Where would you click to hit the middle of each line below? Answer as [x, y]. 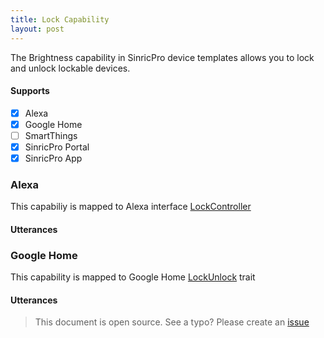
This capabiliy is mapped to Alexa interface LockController [131, 207]
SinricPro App [53, 158]
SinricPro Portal [57, 147]
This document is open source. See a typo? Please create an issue [172, 322]
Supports [30, 91]
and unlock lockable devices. [70, 68]
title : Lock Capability [60, 19]
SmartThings [51, 135]
